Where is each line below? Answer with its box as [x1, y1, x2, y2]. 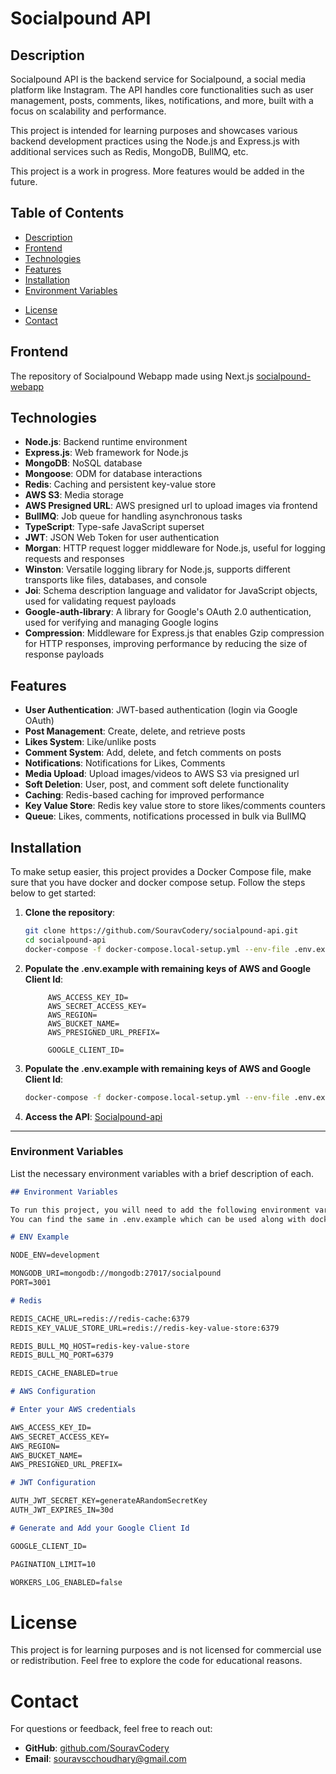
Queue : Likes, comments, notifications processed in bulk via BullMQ [24, 810, 307, 822]
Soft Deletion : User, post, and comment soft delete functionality [24, 778, 290, 791]
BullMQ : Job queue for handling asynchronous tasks [24, 510, 243, 522]
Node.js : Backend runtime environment [24, 436, 188, 448]
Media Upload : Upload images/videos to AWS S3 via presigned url [24, 768, 300, 780]
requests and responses [24, 553, 125, 565]
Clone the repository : [24, 907, 116, 919]
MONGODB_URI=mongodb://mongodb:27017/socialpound [10, 1268, 222, 1279]
